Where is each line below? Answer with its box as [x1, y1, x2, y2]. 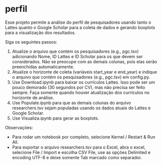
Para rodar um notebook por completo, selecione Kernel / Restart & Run [12, 134, 156, 140]
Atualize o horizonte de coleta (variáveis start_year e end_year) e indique [12, 69, 158, 75]
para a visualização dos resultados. [5, 30, 76, 35]
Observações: [5, 124, 33, 130]
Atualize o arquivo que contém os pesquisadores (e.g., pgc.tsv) [12, 48, 139, 54]
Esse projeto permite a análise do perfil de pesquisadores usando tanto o [5, 19, 151, 25]
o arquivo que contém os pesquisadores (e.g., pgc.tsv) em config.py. [12, 74, 150, 80]
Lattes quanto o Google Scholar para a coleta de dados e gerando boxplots [5, 24, 155, 30]
